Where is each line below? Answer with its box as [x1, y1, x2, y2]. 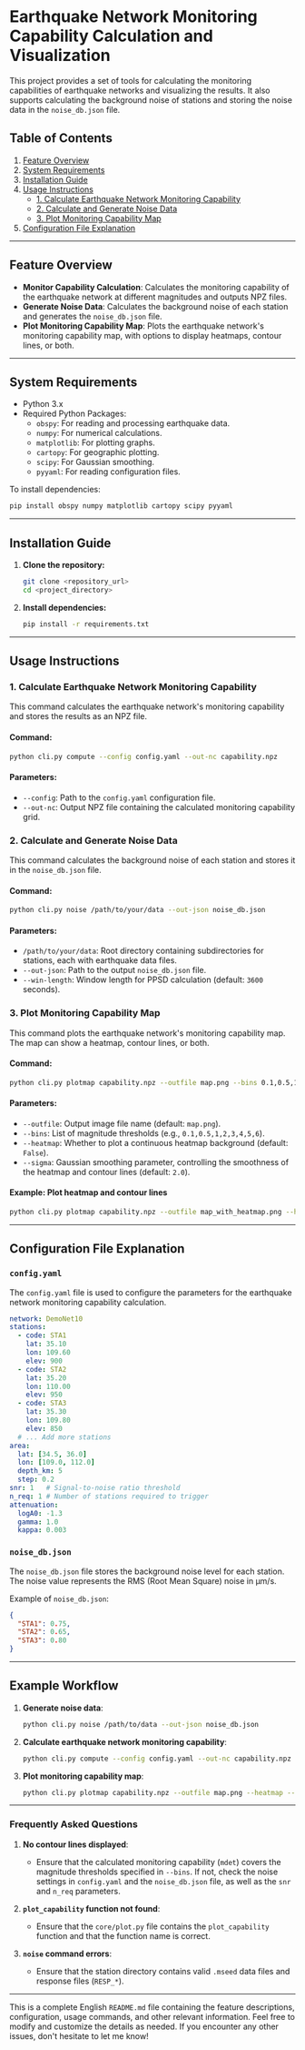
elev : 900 [25, 1356, 64, 1365]
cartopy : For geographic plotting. [35, 447, 160, 458]
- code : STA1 [17, 1331, 67, 1340]
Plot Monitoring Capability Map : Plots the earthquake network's [22, 320, 265, 331]
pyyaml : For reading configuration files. [35, 466, 182, 477]
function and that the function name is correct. [35, 1930, 211, 1941]
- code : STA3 [17, 1399, 67, 1408]
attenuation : [9, 1500, 59, 1509]
